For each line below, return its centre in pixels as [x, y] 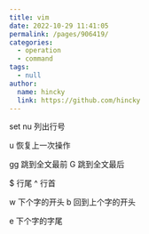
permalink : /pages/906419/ [59, 34]
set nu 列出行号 [37, 126]
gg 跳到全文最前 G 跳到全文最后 [67, 165]
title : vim [29, 17]
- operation [39, 51]
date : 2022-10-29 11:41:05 [59, 26]
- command [35, 59]
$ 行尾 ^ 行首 [32, 183]
